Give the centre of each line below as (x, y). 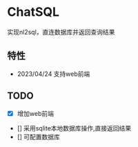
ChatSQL (33, 12)
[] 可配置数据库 (38, 137)
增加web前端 (35, 113)
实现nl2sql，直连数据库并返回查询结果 (61, 32)
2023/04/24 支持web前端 (53, 74)
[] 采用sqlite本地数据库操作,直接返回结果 (74, 128)
